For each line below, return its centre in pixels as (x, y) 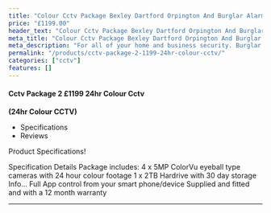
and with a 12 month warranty (58, 192)
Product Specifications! (47, 151)
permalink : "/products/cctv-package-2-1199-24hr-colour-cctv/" (117, 53)
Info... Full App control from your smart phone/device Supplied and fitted (129, 184)
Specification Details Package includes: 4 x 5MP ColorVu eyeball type (124, 166)
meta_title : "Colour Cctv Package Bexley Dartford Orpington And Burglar (135, 38)
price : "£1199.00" (39, 23)
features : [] (30, 68)
